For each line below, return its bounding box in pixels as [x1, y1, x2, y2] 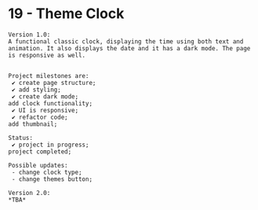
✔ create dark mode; [11, 92, 79, 101]
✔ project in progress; [11, 141, 89, 149]
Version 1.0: [8, 31, 51, 39]
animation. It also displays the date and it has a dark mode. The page [8, 44, 251, 52]
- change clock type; [11, 168, 82, 176]
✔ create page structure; [11, 79, 96, 87]
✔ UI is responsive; [11, 106, 79, 114]
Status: [8, 134, 34, 142]
